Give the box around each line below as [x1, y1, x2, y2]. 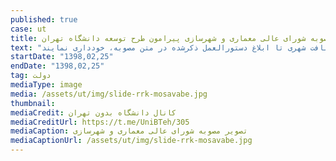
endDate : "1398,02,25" [10, 61, 105, 71]
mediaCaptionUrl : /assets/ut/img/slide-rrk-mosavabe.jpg [10, 136, 253, 146]
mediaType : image [10, 80, 83, 90]
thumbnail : [10, 98, 56, 108]
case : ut [10, 24, 47, 34]
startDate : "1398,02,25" [10, 52, 114, 62]
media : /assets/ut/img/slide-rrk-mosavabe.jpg [10, 89, 208, 99]
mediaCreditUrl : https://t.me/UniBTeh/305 [10, 117, 190, 127]
